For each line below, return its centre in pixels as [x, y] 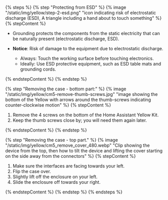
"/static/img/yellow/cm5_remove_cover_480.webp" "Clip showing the [78, 145]
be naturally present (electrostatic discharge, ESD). [66, 39]
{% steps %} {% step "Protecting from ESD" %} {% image [66, 7]
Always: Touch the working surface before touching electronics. [87, 58]
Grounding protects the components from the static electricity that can [86, 33]
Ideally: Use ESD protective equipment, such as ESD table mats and [91, 64]
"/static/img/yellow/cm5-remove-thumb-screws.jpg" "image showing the [81, 94]
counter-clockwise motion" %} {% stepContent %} [58, 105]
